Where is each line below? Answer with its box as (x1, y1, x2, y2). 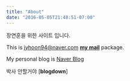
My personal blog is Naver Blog (6, 55, 84, 62)
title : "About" (6, 8, 45, 15)
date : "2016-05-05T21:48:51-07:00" (6, 14, 96, 20)
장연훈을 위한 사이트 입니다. (6, 31, 71, 39)
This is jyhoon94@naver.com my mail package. (6, 43, 125, 51)
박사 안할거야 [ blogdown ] (6, 67, 68, 75)
